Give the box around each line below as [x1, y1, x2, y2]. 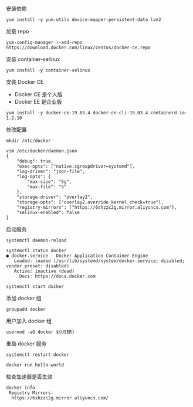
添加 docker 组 [6, 295, 42, 301]
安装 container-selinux [6, 56, 60, 63]
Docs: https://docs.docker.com [19, 273, 96, 279]
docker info [6, 385, 35, 391]
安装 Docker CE [6, 79, 44, 85]
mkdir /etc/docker [6, 138, 51, 144]
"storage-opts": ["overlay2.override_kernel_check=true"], [16, 199, 164, 205]
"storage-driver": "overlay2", [16, 194, 93, 200]
